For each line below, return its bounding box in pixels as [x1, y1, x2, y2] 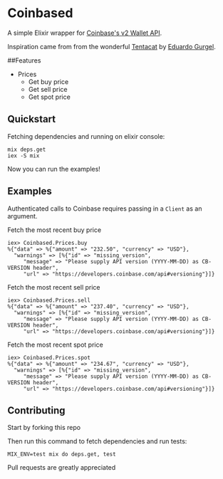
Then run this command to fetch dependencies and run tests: [7, 437, 187, 446]
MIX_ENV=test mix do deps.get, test [7, 451, 116, 458]
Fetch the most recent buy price [7, 226, 102, 234]
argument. [7, 211, 38, 220]
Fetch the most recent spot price [7, 340, 103, 349]
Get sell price [28, 85, 68, 93]
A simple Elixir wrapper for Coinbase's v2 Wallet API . [7, 28, 162, 37]
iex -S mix [7, 152, 40, 159]
